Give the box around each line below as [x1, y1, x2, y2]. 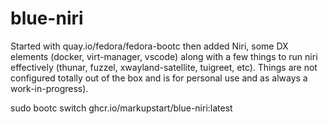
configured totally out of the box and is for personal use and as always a [10, 72, 308, 84]
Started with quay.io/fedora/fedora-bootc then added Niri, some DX [10, 40, 289, 52]
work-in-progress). [10, 82, 89, 94]
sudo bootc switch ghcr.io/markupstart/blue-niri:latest [10, 102, 233, 114]
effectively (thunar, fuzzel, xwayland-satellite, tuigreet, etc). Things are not [10, 61, 318, 73]
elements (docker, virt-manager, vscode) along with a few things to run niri [10, 50, 318, 62]
